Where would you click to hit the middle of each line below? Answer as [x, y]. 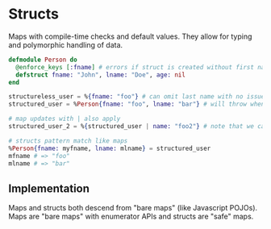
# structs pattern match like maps [68, 141]
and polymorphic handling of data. [66, 44]
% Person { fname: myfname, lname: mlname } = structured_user [110, 148]
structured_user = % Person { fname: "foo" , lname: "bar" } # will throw [128, 104]
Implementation [49, 188]
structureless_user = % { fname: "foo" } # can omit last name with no [126, 97]
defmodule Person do [43, 60]
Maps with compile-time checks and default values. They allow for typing [130, 36]
